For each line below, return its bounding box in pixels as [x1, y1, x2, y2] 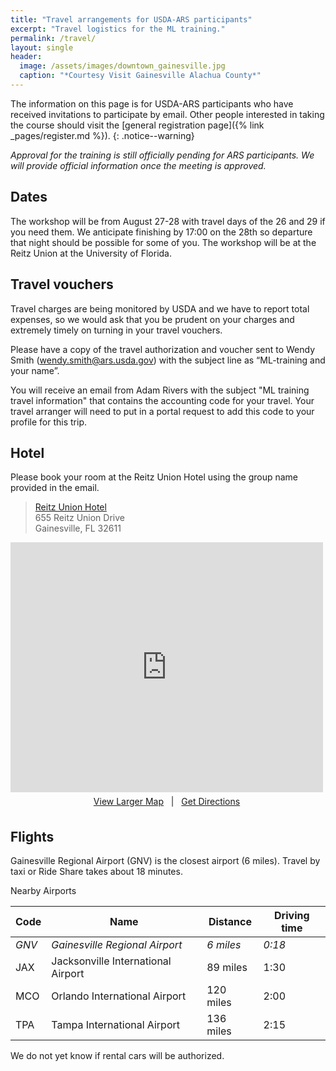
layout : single [10, 42, 74, 53]
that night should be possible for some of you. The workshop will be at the [10, 236, 317, 248]
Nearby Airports [10, 885, 77, 897]
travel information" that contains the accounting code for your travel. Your [10, 394, 315, 406]
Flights [10, 828, 55, 845]
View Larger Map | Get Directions [93, 796, 241, 808]
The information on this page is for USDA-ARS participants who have [10, 97, 294, 110]
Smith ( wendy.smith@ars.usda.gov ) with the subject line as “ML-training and [10, 354, 326, 366]
